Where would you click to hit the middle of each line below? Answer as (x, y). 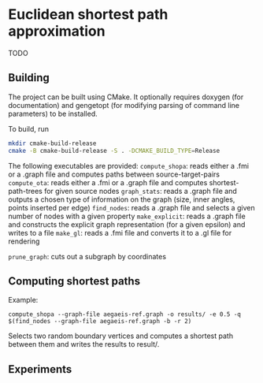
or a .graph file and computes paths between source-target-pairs (114, 174)
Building (29, 78)
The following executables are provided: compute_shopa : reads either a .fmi (129, 165)
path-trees (26, 191)
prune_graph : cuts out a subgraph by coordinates (87, 256)
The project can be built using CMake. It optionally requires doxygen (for (126, 97)
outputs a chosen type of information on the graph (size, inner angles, (122, 199)
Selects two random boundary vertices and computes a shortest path (121, 336)
